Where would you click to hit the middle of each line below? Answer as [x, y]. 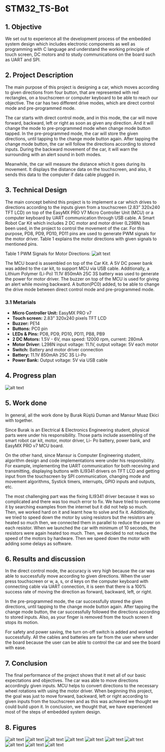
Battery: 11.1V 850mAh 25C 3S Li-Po [49, 355]
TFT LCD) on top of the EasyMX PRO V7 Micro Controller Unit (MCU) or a [79, 212]
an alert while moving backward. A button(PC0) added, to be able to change [82, 284]
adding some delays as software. [39, 543]
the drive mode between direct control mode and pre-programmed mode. [80, 289]
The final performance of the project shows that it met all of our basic [76, 675]
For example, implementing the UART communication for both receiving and [82, 465]
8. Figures [21, 728]
